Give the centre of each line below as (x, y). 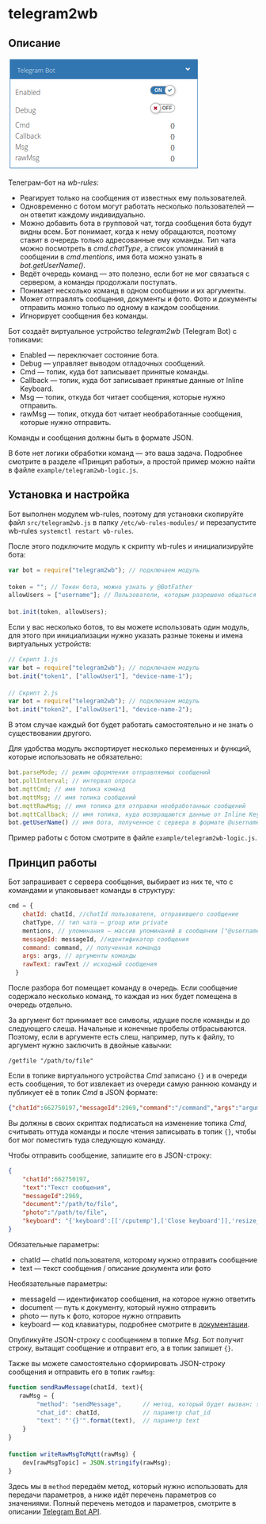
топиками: (26, 339)
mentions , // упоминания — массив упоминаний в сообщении (120, 931)
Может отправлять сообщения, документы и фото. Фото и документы (138, 299)
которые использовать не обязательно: (75, 757)
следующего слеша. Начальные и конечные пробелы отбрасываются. (127, 1028)
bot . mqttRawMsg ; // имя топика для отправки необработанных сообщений (127, 806)
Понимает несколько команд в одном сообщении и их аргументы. (133, 291)
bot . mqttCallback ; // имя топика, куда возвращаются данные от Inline (127, 814)
